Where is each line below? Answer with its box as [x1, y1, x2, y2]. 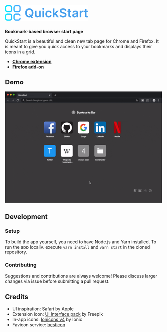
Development [5, 212, 48, 221]
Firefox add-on [12, 64, 44, 70]
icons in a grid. [5, 49, 36, 55]
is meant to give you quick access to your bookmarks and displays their [5, 43, 152, 49]
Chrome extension [12, 58, 52, 64]
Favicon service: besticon [12, 322, 66, 328]
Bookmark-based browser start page [5, 28, 83, 34]
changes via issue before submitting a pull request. [5, 278, 110, 284]
